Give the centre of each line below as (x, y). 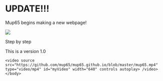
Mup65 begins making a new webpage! (46, 22)
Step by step (18, 41)
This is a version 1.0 (26, 51)
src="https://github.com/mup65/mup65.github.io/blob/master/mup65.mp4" (81, 65)
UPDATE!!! (27, 9)
